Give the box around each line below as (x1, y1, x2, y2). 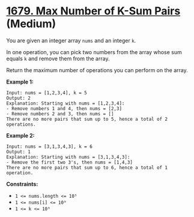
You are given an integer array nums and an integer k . (6, 37, 136, 44)
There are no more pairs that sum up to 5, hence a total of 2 (6, 116, 168, 122)
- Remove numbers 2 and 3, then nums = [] (6, 111, 114, 117)
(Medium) (6, 17, 56, 31)
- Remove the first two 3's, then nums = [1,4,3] (6, 159, 133, 165)
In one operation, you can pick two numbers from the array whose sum (6, 48, 182, 55)
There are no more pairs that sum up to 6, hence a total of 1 (6, 164, 168, 171)
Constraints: (6, 180, 38, 188)
